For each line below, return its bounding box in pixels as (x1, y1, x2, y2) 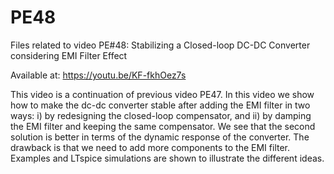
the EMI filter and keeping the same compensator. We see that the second (10, 120, 316, 132)
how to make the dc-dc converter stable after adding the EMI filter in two (10, 99, 311, 111)
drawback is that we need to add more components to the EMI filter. (10, 141, 291, 153)
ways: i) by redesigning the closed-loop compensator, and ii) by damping (10, 109, 312, 121)
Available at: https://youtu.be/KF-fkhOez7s (10, 69, 187, 81)
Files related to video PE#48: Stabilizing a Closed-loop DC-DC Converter (10, 39, 311, 51)
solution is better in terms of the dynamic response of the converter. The (10, 131, 310, 143)
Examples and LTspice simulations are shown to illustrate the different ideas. (10, 152, 325, 164)
